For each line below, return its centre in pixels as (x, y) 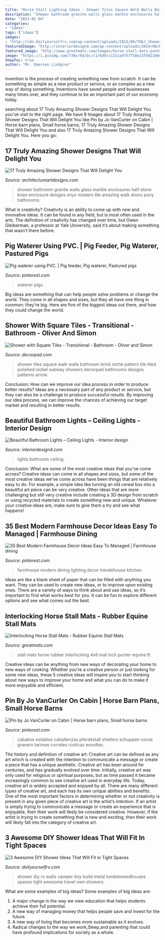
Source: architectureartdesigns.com (42, 180)
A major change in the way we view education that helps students (79, 901)
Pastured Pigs (27, 254)
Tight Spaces (26, 846)
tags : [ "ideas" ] (22, 33)
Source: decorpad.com (28, 354)
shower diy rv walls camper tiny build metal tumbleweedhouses (82, 876)
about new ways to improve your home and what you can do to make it (77, 680)
